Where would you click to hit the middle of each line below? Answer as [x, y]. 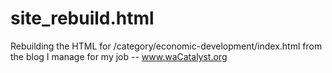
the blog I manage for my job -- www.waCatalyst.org [119, 56]
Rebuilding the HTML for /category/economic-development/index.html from [166, 46]
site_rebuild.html [82, 18]
